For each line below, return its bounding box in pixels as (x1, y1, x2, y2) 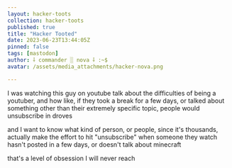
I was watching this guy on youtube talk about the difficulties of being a (7, 89, 216, 97)
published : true (7, 23, 55, 30)
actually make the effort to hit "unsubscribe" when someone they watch (7, 133, 218, 141)
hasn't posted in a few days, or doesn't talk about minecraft (7, 140, 182, 149)
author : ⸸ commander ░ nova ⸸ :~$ (7, 57, 108, 64)
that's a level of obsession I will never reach (7, 154, 136, 162)
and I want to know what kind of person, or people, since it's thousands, (7, 125, 219, 133)
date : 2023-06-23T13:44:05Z (7, 37, 91, 44)
